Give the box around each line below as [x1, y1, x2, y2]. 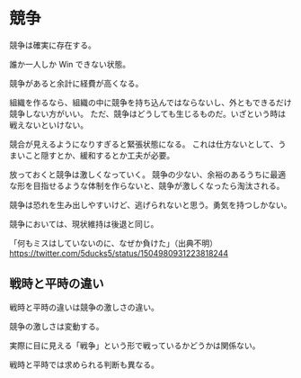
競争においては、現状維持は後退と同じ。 [9, 218, 159, 229]
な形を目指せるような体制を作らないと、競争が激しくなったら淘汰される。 [9, 180, 285, 191]
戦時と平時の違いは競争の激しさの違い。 [9, 301, 159, 312]
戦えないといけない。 [9, 119, 88, 130]
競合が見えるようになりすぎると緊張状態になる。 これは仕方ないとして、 [9, 139, 279, 149]
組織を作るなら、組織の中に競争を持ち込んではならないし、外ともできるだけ [9, 96, 292, 108]
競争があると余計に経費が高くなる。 [9, 77, 144, 88]
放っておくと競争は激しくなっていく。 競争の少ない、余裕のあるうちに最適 [9, 168, 287, 180]
